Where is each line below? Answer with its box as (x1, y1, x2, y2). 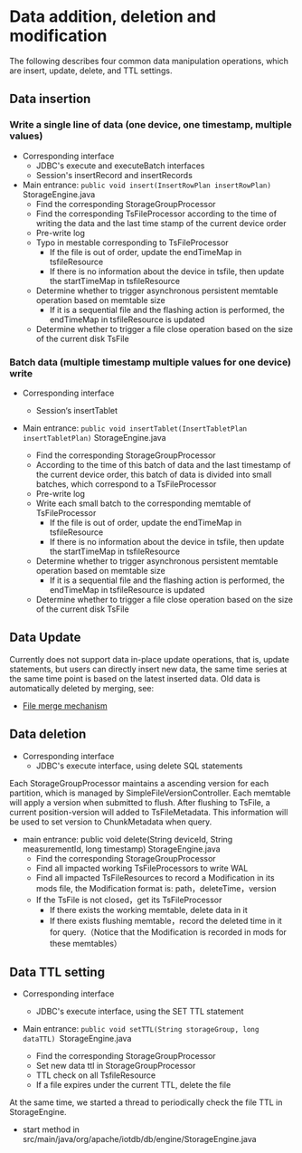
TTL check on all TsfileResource (35, 1070, 156, 1081)
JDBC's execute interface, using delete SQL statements (35, 760, 243, 771)
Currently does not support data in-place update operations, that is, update (9, 653, 290, 664)
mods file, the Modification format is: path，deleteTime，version (35, 882, 277, 893)
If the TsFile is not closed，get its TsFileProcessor (35, 894, 222, 905)
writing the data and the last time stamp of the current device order (35, 217, 287, 228)
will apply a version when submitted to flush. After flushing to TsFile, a (9, 796, 271, 807)
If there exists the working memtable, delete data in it (49, 904, 248, 915)
